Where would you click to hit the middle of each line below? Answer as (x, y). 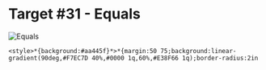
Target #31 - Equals (75, 14)
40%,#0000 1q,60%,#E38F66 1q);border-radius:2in (175, 58)
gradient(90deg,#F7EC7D (49, 58)
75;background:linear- (198, 51)
